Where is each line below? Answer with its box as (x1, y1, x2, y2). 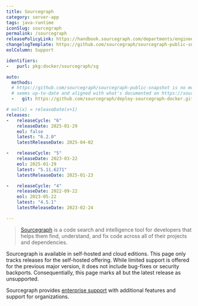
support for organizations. (6, 293, 70, 300)
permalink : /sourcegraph (6, 31, 67, 37)
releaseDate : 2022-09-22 (16, 188, 78, 194)
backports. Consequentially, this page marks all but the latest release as (6, 269, 181, 276)
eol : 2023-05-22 (16, 194, 57, 200)
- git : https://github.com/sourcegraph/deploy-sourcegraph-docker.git (11, 96, 194, 102)
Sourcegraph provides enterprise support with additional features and (6, 287, 176, 294)
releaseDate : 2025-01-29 (16, 123, 78, 129)
